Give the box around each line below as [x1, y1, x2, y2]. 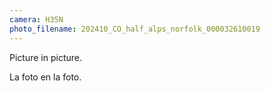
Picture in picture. [9, 51, 82, 63]
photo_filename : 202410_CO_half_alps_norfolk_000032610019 [9, 24, 261, 34]
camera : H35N [9, 14, 64, 25]
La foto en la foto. [9, 71, 82, 83]
